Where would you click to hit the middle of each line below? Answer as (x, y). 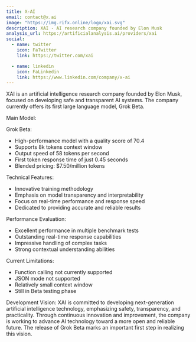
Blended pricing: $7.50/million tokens (60, 166)
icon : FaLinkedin (38, 71)
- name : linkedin (33, 66)
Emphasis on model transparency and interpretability (79, 195)
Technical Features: (30, 177)
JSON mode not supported (48, 279)
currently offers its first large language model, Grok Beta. (75, 106)
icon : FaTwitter (37, 50)
